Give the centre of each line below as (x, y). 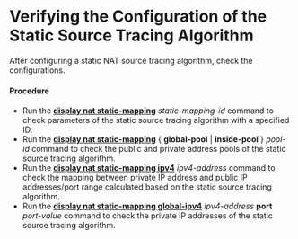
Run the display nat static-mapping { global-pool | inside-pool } (143, 139)
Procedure (29, 91)
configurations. (37, 70)
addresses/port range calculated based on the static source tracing (147, 187)
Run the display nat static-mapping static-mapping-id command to (148, 111)
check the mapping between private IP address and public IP (135, 178)
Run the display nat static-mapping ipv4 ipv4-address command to (149, 168)
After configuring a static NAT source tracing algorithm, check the (131, 60)
